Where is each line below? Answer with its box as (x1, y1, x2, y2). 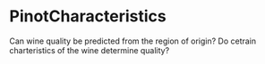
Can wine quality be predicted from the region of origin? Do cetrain (9, 36, 257, 46)
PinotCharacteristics (9, 6, 167, 27)
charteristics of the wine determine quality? (9, 44, 170, 55)
